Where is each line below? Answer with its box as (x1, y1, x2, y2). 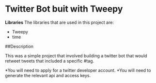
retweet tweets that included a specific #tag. (5, 58, 94, 64)
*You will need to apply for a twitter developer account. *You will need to (5, 67, 151, 73)
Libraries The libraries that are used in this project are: (5, 19, 114, 25)
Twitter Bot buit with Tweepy (5, 3, 123, 15)
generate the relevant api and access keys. (5, 72, 91, 78)
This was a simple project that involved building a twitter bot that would (5, 52, 147, 59)
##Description (5, 43, 34, 49)
